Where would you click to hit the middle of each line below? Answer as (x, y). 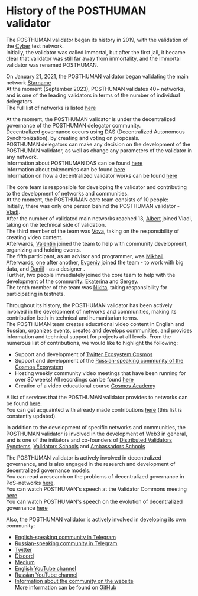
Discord (24, 556)
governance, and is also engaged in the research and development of (91, 464)
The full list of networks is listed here (51, 108)
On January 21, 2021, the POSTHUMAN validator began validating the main (98, 76)
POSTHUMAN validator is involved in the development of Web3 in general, (97, 434)
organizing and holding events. (44, 250)
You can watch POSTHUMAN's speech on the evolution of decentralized (95, 501)
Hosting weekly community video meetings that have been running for (100, 373)
